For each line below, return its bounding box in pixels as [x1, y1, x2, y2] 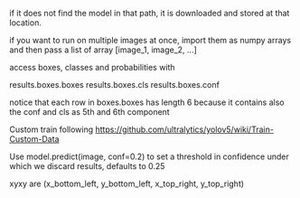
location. [9, 17, 42, 28]
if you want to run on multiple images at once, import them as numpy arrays [9, 35, 292, 45]
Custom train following [9, 124, 94, 135]
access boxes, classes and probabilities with [9, 62, 175, 72]
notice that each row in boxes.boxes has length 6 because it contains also [9, 97, 285, 108]
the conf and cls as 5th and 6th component [9, 107, 170, 117]
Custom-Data [9, 134, 60, 144]
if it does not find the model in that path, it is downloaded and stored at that [9, 8, 290, 18]
